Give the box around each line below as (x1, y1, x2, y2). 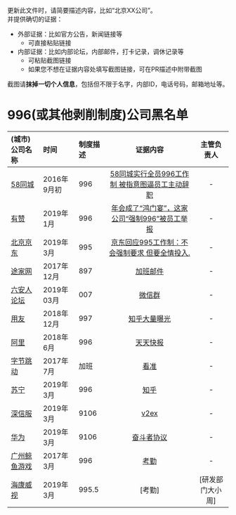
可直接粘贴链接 (27, 39, 72, 47)
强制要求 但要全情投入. (115, 248, 191, 258)
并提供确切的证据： (7, 15, 63, 23)
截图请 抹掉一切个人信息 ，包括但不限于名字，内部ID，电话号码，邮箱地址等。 (7, 80, 229, 88)
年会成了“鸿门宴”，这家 (111, 203, 188, 213)
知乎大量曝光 (128, 313, 171, 323)
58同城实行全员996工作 (110, 169, 190, 178)
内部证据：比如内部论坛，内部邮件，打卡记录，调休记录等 (17, 48, 184, 56)
